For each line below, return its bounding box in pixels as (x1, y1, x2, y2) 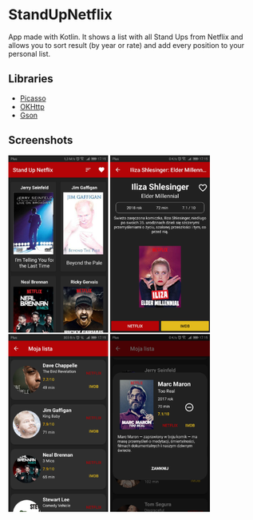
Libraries (8, 72, 53, 85)
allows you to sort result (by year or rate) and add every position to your (8, 40, 245, 50)
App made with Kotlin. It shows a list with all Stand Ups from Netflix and (8, 32, 243, 42)
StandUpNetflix (8, 6, 113, 24)
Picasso (19, 93, 46, 103)
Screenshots (8, 133, 73, 147)
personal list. (8, 49, 51, 58)
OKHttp (19, 101, 45, 111)
